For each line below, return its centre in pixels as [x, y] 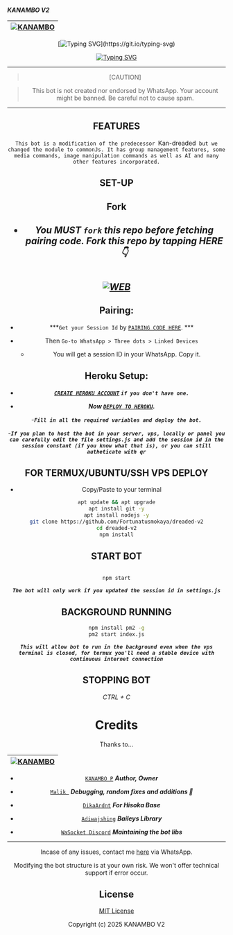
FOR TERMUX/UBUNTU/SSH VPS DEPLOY [116, 473]
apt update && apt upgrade [116, 502]
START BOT [116, 557]
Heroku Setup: [116, 376]
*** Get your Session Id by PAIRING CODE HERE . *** [122, 327]
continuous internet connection [116, 659]
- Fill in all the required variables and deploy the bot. [116, 420]
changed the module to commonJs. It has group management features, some [116, 149]
